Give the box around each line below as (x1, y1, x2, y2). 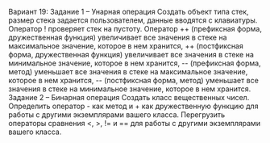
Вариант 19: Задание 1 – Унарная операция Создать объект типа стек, (8, 7, 249, 16)
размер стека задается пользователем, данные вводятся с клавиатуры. (8, 15, 258, 25)
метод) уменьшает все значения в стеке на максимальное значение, (8, 67, 248, 76)
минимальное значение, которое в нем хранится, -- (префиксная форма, (8, 58, 261, 68)
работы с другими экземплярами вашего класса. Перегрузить (8, 110, 226, 120)
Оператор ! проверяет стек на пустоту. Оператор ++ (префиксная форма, (8, 24, 262, 33)
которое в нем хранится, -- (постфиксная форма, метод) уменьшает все (8, 76, 260, 85)
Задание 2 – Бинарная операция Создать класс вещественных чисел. (8, 93, 250, 102)
